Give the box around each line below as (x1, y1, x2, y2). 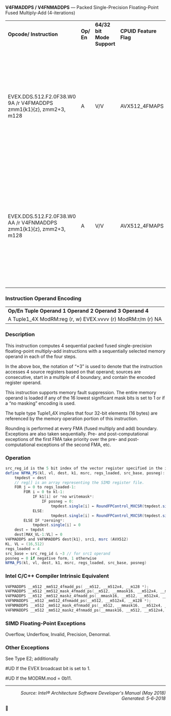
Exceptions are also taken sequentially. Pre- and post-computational (5, 430, 149, 437)
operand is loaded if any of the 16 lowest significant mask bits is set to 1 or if (5, 395, 165, 401)
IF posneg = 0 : (41, 499, 74, 504)
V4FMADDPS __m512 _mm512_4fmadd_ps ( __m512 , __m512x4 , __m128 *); (5, 584, 149, 589)
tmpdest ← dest (14, 475, 47, 480)
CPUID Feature (120, 27, 157, 35)
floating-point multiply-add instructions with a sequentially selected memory (5, 348, 165, 354)
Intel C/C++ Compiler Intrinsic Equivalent (5, 572, 109, 580)
